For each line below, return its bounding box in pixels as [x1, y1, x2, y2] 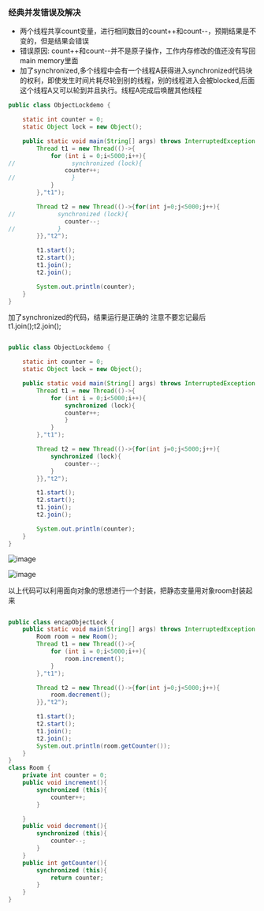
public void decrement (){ [22, 823, 108, 830]
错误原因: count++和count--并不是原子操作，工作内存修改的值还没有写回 [19, 46, 256, 56]
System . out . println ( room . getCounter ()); [36, 742, 171, 750]
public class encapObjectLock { [8, 618, 114, 626]
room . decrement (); [50, 691, 111, 699]
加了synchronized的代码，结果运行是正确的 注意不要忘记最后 [8, 313, 206, 322]
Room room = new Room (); [36, 633, 118, 641]
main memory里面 [19, 56, 79, 66]
